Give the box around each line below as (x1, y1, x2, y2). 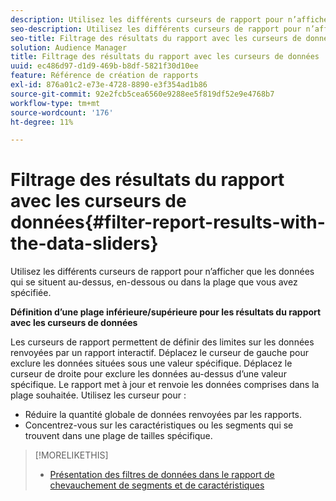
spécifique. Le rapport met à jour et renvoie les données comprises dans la (10, 379, 320, 391)
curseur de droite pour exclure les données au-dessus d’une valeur (10, 368, 287, 380)
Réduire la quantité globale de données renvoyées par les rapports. (24, 409, 303, 421)
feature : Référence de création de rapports (10, 71, 199, 81)
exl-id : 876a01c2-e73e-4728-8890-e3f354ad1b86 (10, 80, 208, 90)
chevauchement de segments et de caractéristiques (49, 479, 265, 491)
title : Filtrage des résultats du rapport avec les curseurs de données (10, 52, 320, 62)
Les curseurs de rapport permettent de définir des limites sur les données (10, 336, 315, 348)
